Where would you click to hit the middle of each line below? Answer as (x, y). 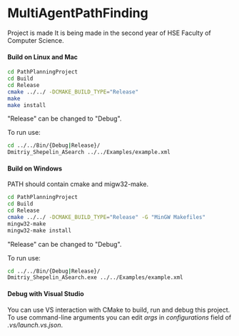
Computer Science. (36, 40)
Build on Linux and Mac (43, 57)
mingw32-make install (40, 230)
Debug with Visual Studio (46, 293)
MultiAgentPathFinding (78, 13)
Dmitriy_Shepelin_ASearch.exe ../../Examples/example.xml (95, 278)
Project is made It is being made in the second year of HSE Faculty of (110, 33)
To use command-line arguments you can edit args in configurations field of (119, 317)
